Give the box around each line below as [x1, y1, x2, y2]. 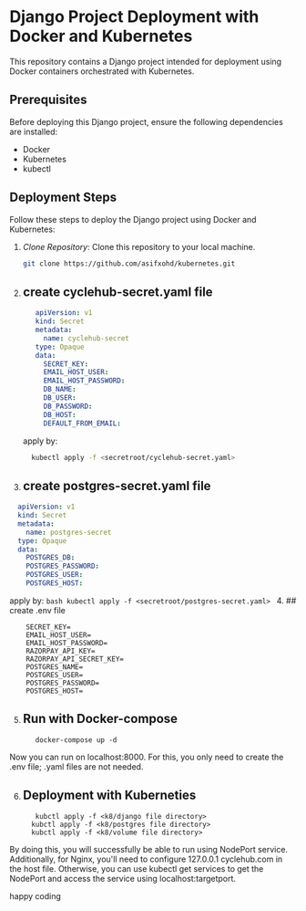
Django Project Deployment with [9, 6, 260, 27]
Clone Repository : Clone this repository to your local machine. [22, 241, 256, 252]
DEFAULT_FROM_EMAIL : [43, 418, 121, 428]
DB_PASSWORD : [43, 402, 93, 411]
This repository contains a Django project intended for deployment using [9, 56, 282, 67]
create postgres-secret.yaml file [22, 477, 211, 494]
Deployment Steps [9, 190, 117, 205]
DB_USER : [43, 393, 76, 403]
